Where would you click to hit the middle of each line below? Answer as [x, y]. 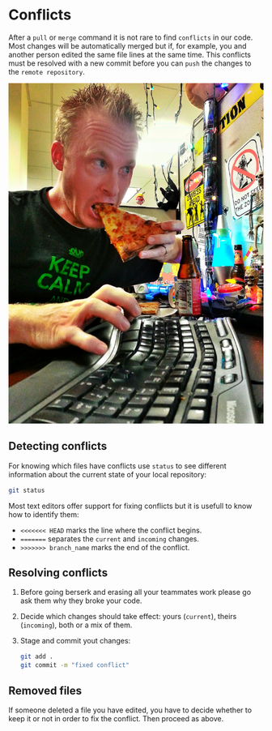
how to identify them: [44, 514]
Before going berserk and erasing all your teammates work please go [136, 592]
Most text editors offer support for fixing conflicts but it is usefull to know [130, 506]
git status [27, 490]
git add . [37, 657]
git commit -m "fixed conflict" [74, 665]
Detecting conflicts [58, 446]
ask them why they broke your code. [81, 601]
